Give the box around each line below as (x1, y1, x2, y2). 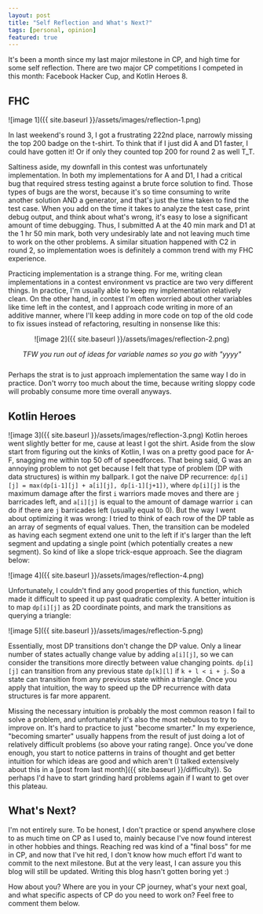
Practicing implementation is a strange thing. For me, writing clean (8, 269, 222, 279)
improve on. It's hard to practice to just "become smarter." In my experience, (8, 723, 256, 733)
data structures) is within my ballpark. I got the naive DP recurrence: (8, 472, 229, 482)
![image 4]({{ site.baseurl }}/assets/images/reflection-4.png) (8, 570, 204, 581)
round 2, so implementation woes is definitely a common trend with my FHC (8, 246, 254, 255)
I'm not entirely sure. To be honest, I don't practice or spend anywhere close (8, 825, 256, 834)
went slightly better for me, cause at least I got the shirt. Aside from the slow (8, 439, 256, 448)
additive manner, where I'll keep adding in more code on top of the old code (8, 311, 254, 320)
